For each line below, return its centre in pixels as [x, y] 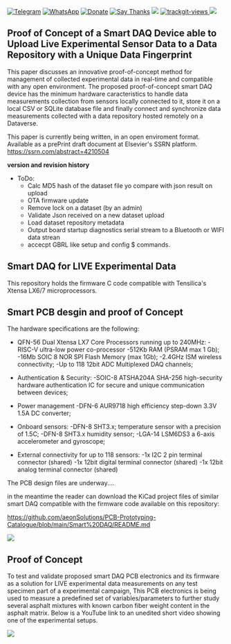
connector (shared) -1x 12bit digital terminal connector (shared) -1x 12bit [120, 462]
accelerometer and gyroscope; [61, 442]
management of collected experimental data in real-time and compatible [110, 79]
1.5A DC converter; [44, 413]
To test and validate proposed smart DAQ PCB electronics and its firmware [113, 576]
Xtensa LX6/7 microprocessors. [52, 290]
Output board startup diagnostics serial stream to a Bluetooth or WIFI [126, 229]
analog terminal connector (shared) [67, 470]
